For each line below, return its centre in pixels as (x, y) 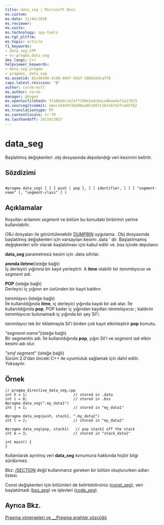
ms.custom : (16, 14)
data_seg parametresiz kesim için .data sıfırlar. (52, 254)
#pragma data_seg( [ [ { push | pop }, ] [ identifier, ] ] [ (70, 188)
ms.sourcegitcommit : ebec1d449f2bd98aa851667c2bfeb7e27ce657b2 (71, 106)
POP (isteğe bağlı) (24, 284)
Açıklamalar (24, 208)
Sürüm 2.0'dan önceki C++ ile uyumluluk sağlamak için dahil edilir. (72, 358)
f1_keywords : (18, 46)
